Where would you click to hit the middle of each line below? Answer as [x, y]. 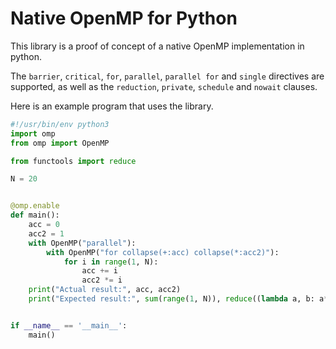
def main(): [35, 215]
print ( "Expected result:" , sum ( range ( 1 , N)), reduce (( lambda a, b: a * [178, 299]
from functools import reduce [73, 161]
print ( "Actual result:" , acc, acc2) [105, 290]
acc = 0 [44, 225]
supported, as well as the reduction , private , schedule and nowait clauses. [164, 86]
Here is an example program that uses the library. [112, 106]
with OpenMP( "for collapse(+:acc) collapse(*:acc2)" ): [163, 252]
